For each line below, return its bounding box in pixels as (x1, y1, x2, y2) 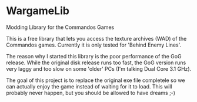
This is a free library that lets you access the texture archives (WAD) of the (6, 35, 187, 42)
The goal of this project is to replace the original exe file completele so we (6, 77, 185, 84)
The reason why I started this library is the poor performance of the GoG (6, 52, 182, 60)
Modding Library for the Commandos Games (6, 24, 115, 31)
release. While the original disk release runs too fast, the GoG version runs (6, 59, 186, 66)
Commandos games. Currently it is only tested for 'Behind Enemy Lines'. (6, 41, 182, 48)
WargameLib (6, 4, 69, 18)
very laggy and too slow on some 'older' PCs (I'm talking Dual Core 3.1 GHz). (6, 65, 192, 72)
